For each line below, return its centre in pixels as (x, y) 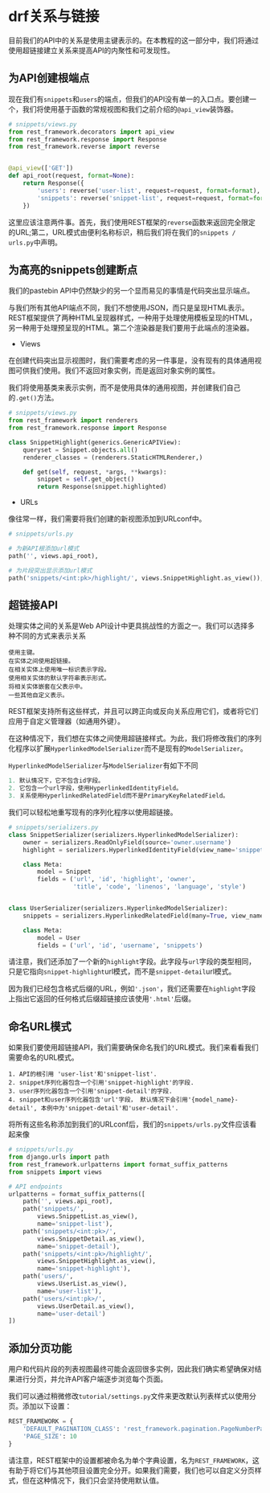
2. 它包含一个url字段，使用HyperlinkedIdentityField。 (95, 789)
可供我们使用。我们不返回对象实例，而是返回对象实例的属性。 (117, 371)
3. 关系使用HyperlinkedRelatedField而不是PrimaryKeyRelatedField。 (119, 796)
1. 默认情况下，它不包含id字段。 (56, 781)
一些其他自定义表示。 (38, 695)
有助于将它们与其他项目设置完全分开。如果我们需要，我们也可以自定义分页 (131, 1470)
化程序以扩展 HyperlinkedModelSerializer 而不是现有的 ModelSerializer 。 (128, 749)
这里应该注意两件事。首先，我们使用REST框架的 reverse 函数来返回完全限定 (132, 222)
